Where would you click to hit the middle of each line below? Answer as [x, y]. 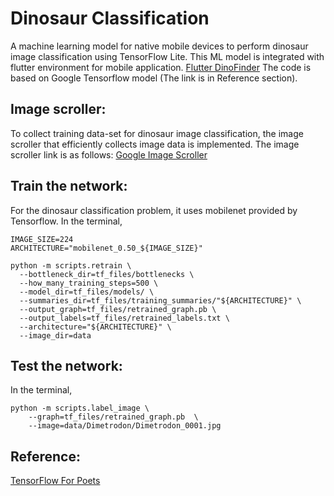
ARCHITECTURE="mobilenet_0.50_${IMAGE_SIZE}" [106, 248]
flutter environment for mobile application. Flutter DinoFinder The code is [161, 67]
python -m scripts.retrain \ [71, 265]
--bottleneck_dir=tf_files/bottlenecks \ [107, 274]
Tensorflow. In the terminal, [66, 221]
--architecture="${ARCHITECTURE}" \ [95, 327]
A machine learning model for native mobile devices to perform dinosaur [159, 46]
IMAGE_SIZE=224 [42, 239]
